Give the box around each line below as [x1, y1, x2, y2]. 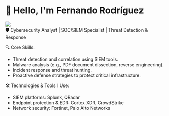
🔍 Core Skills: [5, 44, 35, 50]
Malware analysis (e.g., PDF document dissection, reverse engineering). [12, 61, 164, 68]
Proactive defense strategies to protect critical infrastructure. [12, 72, 142, 78]
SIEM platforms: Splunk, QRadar [12, 94, 80, 100]
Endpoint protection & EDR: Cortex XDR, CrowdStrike [12, 99, 124, 106]
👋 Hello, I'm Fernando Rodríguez [5, 5, 144, 16]
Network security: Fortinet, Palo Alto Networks [12, 105, 111, 111]
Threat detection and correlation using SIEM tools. [12, 56, 118, 62]
